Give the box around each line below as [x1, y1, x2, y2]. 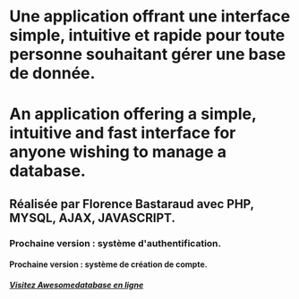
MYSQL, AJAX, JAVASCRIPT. [9, 210, 176, 225]
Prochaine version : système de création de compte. [9, 259, 208, 270]
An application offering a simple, [9, 104, 257, 124]
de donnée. [9, 63, 96, 84]
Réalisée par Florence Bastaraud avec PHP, [9, 196, 254, 212]
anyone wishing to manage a [9, 142, 226, 162]
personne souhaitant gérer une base [9, 45, 286, 64]
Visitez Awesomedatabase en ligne [9, 279, 144, 290]
